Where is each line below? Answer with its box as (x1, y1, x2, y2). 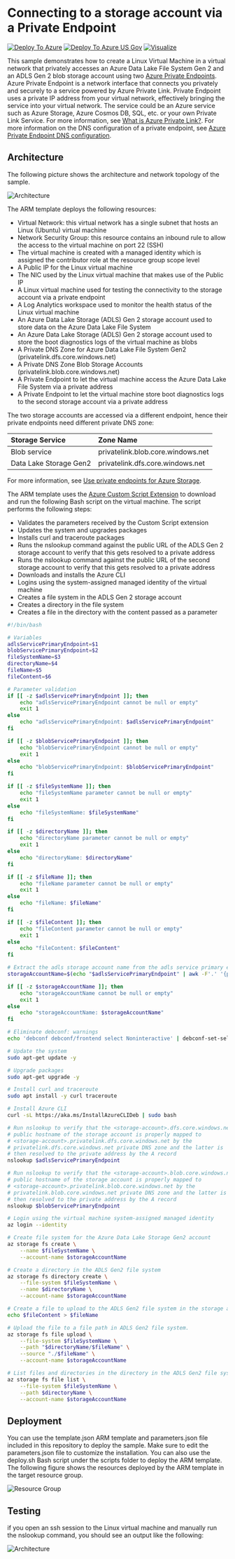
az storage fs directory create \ (7, 1273, 108, 1280)
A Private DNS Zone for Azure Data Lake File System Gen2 (17, 345, 187, 354)
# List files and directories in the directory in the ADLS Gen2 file (7, 1370, 218, 1377)
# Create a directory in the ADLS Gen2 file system (7, 1266, 161, 1273)
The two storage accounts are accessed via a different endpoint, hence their (7, 410, 228, 419)
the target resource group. (7, 1471, 84, 1480)
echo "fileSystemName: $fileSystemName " (20, 809, 139, 816)
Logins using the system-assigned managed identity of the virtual (17, 577, 207, 587)
